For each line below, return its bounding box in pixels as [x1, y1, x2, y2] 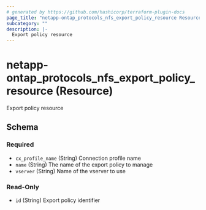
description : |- [6, 26, 48, 32]
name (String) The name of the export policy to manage [15, 160, 153, 168]
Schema [6, 122, 39, 132]
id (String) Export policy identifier [15, 197, 101, 204]
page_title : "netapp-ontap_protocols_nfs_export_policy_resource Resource [6, 15, 202, 21]
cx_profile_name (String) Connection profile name [15, 154, 142, 162]
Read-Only [6, 182, 40, 191]
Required [6, 140, 34, 149]
